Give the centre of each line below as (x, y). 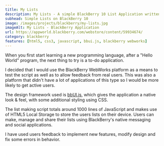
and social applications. (29, 125)
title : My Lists (21, 9)
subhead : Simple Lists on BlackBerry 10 (47, 18)
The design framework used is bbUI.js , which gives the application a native (81, 94)
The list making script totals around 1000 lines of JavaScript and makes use (81, 109)
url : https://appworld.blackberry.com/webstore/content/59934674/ (74, 32)
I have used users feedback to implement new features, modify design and (80, 134)
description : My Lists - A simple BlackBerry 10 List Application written (83, 14)
